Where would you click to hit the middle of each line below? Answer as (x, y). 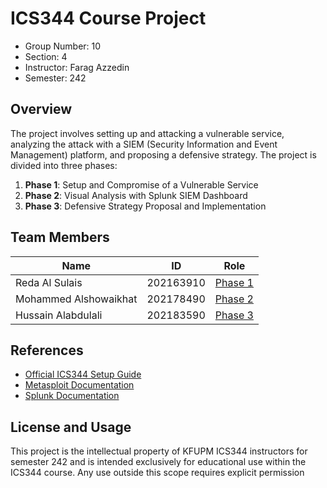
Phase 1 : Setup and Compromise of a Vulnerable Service (141, 184)
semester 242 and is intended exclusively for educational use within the (158, 462)
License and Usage (71, 427)
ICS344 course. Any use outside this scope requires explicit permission (157, 473)
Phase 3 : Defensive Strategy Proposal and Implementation (145, 206)
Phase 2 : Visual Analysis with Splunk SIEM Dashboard (136, 195)
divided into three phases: (64, 165)
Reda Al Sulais (49, 282)
